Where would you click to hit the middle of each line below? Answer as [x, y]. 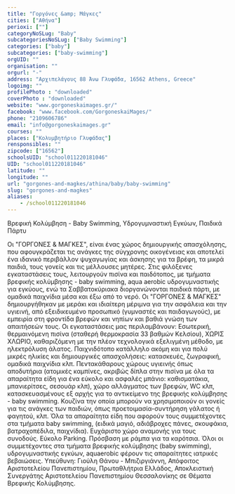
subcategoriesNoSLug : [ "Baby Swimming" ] [67, 40]
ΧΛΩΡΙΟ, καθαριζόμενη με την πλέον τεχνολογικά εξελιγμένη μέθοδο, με [115, 341]
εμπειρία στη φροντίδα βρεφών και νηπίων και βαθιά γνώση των [102, 319]
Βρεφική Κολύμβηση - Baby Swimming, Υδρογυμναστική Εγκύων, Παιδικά [115, 223]
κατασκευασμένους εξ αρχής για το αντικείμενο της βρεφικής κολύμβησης [117, 394]
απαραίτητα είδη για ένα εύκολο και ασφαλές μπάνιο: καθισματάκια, [108, 379]
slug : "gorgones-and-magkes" [50, 190]
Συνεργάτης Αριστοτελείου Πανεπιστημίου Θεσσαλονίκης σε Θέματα [109, 476]
